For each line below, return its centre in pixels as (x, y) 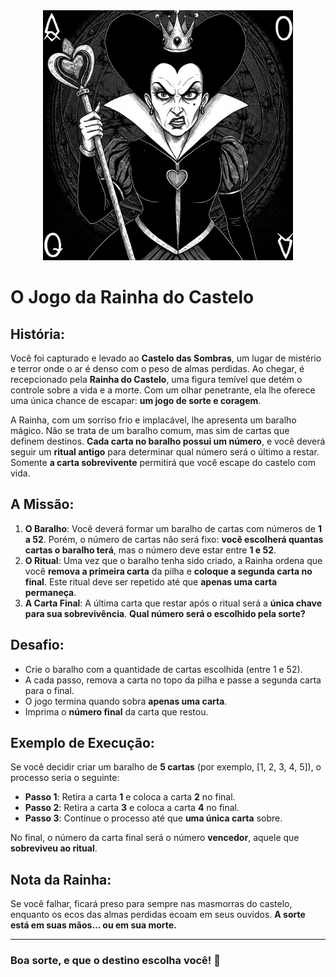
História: (38, 334)
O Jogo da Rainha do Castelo (132, 297)
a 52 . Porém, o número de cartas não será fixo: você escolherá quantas (174, 539)
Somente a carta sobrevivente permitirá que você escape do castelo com (163, 462)
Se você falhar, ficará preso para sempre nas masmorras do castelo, (151, 904)
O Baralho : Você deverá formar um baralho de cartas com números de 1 (173, 528)
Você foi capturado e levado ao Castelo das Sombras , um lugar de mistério (166, 358)
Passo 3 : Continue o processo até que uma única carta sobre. (153, 818)
